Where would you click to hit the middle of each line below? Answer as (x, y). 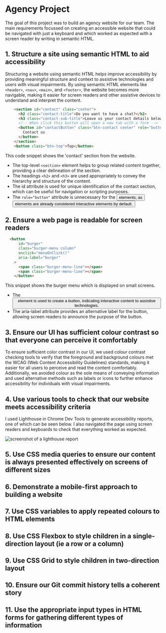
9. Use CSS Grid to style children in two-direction (82, 560)
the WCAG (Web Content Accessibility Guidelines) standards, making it (77, 363)
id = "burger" (30, 244)
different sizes (28, 470)
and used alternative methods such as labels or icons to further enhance (79, 378)
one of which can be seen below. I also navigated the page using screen (79, 424)
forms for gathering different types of (64, 617)
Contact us (34, 132)
